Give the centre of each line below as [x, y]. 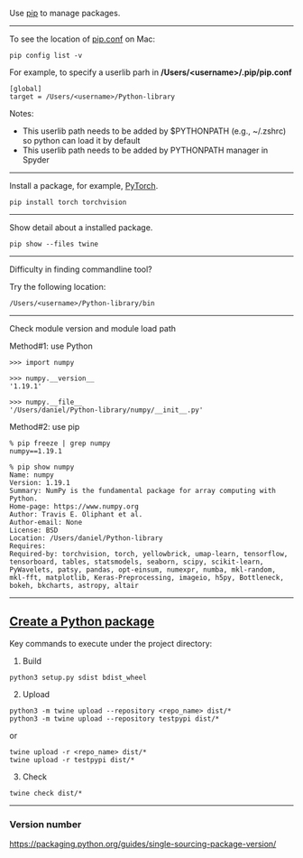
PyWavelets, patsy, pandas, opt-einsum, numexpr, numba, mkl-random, [143, 570]
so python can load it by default [81, 140]
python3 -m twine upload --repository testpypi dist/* [115, 718]
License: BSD [34, 530]
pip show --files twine [54, 244]
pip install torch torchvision [68, 202]
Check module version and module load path [93, 328]
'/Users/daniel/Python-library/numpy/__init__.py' [106, 410]
